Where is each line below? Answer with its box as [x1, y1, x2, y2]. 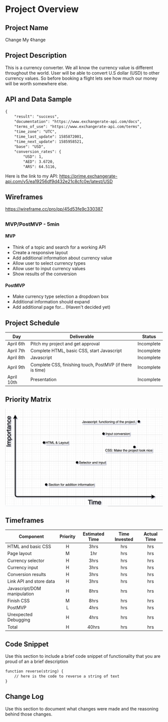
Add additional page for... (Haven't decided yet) [12, 304, 111, 310]
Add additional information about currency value [12, 255, 112, 261]
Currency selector [7, 558, 45, 564]
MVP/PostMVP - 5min [5, 221, 60, 228]
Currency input [7, 564, 38, 570]
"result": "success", [14, 114, 59, 119]
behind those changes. [5, 711, 52, 717]
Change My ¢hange [5, 37, 46, 43]
